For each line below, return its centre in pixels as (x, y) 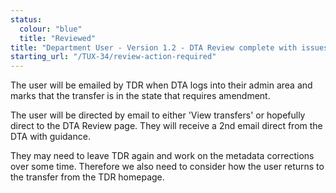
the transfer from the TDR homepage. (87, 177)
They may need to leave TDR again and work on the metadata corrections (162, 156)
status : (26, 19)
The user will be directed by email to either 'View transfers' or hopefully (158, 115)
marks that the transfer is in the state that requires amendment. (140, 96)
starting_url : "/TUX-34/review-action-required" (113, 57)
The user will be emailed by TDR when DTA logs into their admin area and (161, 85)
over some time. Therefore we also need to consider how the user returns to (167, 167)
